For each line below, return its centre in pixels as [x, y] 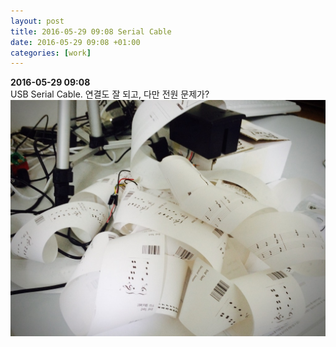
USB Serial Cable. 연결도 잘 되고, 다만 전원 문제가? [110, 94]
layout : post [37, 21]
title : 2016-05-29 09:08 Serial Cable [91, 31]
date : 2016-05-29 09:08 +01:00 [75, 42]
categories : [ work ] [51, 53]
